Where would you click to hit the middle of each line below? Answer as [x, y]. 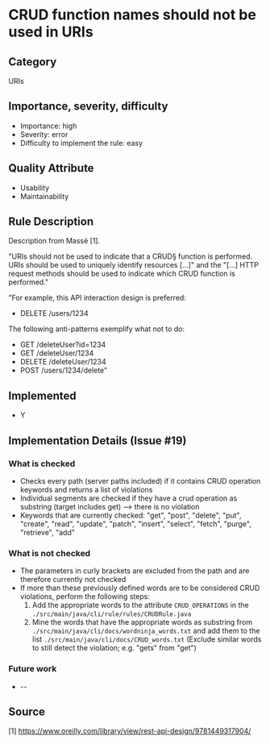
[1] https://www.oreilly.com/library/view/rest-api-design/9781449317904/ [130, 731]
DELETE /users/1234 [54, 314]
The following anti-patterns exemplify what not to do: [97, 329]
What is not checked [50, 553]
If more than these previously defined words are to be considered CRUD [140, 588]
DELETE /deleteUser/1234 [63, 362]
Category [33, 62]
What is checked [42, 463]
